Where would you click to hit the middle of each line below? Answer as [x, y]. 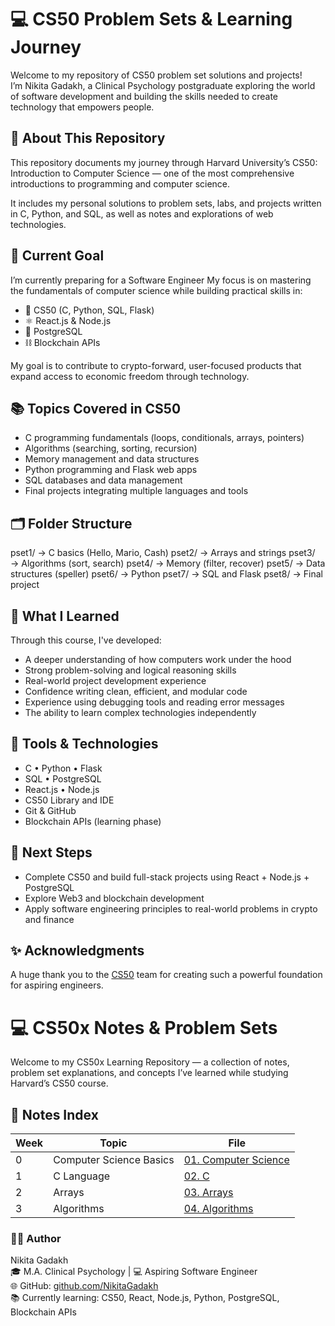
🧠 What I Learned [65, 616]
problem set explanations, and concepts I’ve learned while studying [149, 1073]
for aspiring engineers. [57, 985]
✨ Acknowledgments [77, 951]
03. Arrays [208, 1193]
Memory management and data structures [112, 459]
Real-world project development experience [115, 680]
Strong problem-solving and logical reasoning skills [130, 670]
